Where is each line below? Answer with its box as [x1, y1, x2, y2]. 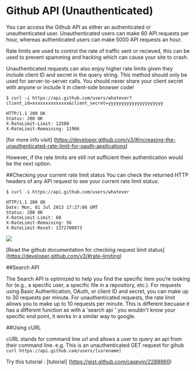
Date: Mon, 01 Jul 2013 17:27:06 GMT [6, 204, 98, 210]
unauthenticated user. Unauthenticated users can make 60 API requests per [6, 29, 189, 36]
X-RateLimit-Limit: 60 [6, 214, 61, 221]
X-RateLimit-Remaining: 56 [6, 220, 72, 225]
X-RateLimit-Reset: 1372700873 [6, 225, 82, 231]
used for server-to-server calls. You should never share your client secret [6, 77, 183, 85]
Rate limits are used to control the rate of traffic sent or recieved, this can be [6, 47, 190, 54]
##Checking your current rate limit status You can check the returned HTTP [6, 171, 189, 178]
